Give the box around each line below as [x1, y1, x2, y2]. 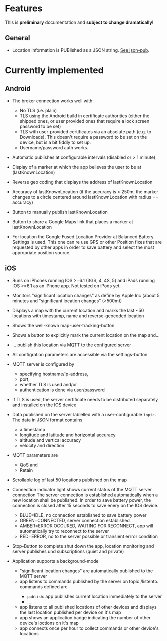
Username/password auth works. [19, 144, 89, 150]
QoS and [19, 462, 38, 468]
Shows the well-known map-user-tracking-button [12, 322, 115, 328]
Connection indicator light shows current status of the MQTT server [12, 486, 152, 492]
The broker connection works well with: [12, 98, 94, 104]
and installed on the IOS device [12, 402, 77, 408]
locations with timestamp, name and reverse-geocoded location [12, 313, 144, 319]
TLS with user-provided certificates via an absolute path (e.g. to [19, 128, 151, 135]
